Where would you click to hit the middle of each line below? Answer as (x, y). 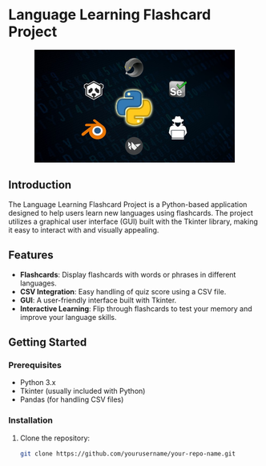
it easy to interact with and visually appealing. (84, 229)
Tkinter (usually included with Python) (83, 391)
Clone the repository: (55, 438)
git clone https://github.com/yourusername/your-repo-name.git (128, 454)
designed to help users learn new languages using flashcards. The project (131, 213)
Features (31, 255)
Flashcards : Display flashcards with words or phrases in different (128, 274)
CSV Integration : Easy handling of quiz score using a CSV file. (123, 291)
